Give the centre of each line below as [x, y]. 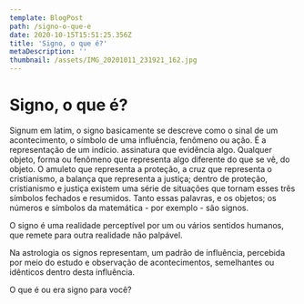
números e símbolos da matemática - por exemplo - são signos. [129, 208]
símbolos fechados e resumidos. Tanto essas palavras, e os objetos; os [143, 198]
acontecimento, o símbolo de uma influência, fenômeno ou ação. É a [138, 140]
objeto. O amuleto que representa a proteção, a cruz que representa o [141, 168]
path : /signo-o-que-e [51, 26]
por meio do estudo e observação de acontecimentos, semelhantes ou [142, 262]
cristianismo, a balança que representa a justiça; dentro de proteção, [139, 178]
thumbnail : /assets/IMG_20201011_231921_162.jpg [103, 60]
